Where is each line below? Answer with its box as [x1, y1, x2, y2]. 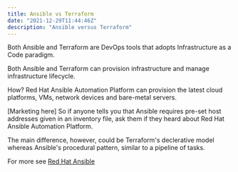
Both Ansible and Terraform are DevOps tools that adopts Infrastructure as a [7, 43, 232, 52]
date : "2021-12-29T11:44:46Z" [7, 17, 98, 24]
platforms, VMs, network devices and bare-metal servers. [7, 93, 177, 102]
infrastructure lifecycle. [7, 72, 76, 80]
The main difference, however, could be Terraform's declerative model [7, 136, 215, 144]
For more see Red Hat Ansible [7, 157, 95, 166]
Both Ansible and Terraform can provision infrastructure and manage [7, 65, 210, 73]
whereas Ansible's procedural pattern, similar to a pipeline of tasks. [7, 144, 205, 152]
